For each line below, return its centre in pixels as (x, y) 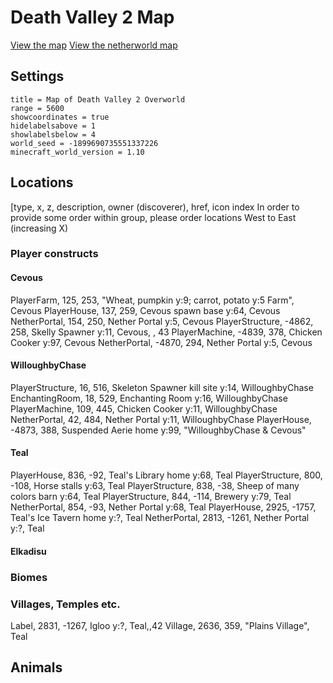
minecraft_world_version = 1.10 (77, 152)
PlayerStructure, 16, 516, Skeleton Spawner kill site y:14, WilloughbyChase (162, 387)
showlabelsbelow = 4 (53, 134)
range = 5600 (37, 108)
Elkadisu (28, 551)
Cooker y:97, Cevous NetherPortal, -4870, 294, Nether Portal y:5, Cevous (161, 342)
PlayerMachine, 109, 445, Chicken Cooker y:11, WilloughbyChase (144, 408)
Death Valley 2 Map (92, 17)
